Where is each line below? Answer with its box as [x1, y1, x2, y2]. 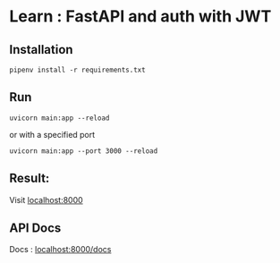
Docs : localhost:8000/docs [9, 244, 112, 255]
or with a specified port [9, 129, 96, 140]
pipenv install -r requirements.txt [9, 65, 146, 74]
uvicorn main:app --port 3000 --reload [9, 146, 158, 156]
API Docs [9, 221, 62, 236]
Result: [9, 171, 50, 186]
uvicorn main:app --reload [9, 114, 110, 123]
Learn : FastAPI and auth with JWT [9, 6, 272, 27]
